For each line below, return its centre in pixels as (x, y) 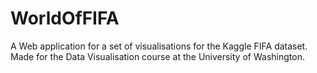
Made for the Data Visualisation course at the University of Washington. (157, 56)
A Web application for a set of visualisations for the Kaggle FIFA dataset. (159, 46)
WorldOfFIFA (65, 18)
